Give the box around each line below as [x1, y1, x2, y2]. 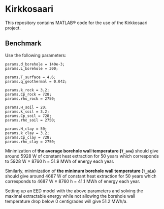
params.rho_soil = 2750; [5, 118, 56, 122]
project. [5, 25, 21, 30]
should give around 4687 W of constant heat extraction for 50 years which [5, 173, 157, 179]
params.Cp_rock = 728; [5, 92, 52, 97]
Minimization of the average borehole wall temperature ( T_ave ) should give [5, 148, 159, 153]
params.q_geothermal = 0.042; [5, 79, 67, 84]
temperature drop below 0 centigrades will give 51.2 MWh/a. [5, 198, 128, 204]
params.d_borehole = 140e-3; [5, 61, 65, 67]
